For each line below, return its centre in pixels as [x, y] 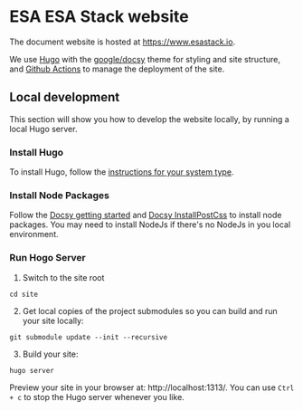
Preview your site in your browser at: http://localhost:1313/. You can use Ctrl [152, 387]
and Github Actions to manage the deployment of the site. [117, 69]
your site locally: [53, 320]
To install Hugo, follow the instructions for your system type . [122, 172]
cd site [24, 294]
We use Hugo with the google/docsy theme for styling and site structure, [145, 59]
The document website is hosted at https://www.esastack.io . [123, 42]
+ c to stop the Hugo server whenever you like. [97, 397]
